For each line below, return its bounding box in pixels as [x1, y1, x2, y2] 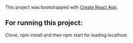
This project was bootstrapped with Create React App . [5, 4, 118, 10]
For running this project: [5, 18, 83, 27]
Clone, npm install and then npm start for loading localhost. [5, 32, 128, 38]
